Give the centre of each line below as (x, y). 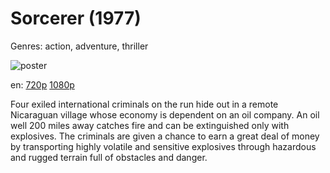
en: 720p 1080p (42, 84)
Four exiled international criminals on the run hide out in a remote (144, 104)
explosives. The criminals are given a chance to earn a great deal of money (165, 136)
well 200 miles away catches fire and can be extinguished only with (150, 125)
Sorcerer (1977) (76, 18)
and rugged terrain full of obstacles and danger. (109, 157)
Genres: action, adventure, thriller (79, 46)
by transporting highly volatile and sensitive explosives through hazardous (163, 146)
